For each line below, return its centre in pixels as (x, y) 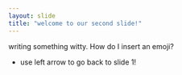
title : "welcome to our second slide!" (75, 23)
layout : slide (32, 16)
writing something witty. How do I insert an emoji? (91, 46)
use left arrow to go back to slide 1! (78, 62)
